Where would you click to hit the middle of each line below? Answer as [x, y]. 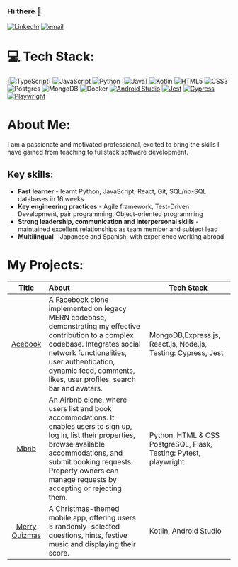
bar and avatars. [75, 388]
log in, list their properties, [92, 435]
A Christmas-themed [84, 508]
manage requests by [83, 479]
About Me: [39, 125]
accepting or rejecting [85, 488]
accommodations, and [86, 453]
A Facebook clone [79, 299]
